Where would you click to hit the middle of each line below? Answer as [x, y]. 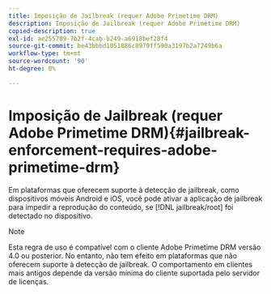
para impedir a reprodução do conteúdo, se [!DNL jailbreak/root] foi [121, 207]
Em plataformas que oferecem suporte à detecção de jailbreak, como [124, 190]
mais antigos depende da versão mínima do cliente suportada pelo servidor [134, 273]
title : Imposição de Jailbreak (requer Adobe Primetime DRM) [114, 16]
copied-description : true [52, 31]
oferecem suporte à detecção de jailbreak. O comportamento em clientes [131, 264]
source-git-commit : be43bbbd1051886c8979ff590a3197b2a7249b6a [115, 46]
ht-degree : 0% [32, 69]
